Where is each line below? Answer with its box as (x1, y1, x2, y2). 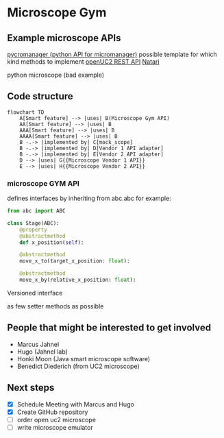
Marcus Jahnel (16, 340, 60, 348)
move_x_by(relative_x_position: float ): (19, 276, 136, 284)
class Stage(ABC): (7, 219, 60, 227)
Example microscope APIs (7, 32, 121, 44)
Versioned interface (7, 289, 63, 297)
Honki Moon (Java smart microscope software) (16, 354, 151, 363)
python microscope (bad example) (7, 71, 105, 79)
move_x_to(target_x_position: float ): (19, 258, 130, 265)
